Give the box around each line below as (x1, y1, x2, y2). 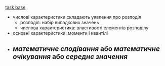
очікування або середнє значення (12, 52, 128, 61)
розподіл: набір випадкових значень (20, 20, 100, 25)
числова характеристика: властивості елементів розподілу (20, 25, 149, 31)
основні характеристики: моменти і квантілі (12, 30, 108, 36)
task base (5, 5, 26, 10)
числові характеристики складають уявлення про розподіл (12, 14, 142, 20)
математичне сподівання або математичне (12, 45, 160, 53)
